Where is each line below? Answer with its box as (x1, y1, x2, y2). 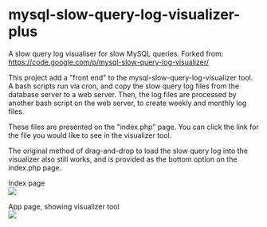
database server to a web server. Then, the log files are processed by (8, 89, 237, 99)
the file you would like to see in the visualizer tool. (8, 130, 172, 140)
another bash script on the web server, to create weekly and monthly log (8, 98, 247, 108)
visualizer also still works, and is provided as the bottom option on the (8, 154, 238, 164)
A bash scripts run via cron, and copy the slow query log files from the (8, 81, 240, 91)
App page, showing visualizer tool (8, 202, 120, 211)
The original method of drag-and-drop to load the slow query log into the (8, 146, 249, 155)
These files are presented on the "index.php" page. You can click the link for (8, 122, 259, 131)
